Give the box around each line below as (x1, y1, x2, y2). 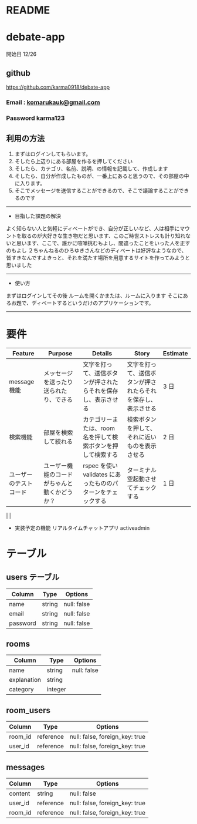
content (9, 789, 30, 798)
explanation (9, 676, 41, 684)
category (9, 685, 34, 694)
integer (46, 685, 66, 694)
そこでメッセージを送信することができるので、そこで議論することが (14, 187, 179, 194)
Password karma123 (6, 114, 65, 122)
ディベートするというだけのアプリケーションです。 (31, 299, 154, 306)
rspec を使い (83, 462, 118, 470)
